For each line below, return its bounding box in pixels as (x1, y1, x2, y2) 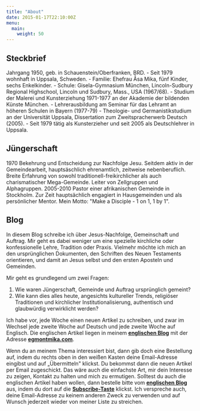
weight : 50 (17, 31, 44, 37)
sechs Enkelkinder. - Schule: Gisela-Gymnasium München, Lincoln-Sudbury (6, 81, 193, 89)
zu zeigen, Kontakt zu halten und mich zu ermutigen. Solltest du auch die (6, 372, 186, 380)
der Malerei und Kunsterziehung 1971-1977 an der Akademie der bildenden (6, 94, 190, 102)
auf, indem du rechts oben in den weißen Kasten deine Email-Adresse (6, 354, 178, 361)
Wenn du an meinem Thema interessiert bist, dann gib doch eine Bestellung (6, 347, 193, 354)
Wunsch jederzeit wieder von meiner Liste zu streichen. (6, 398, 143, 405)
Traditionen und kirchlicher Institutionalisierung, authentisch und (14, 299, 173, 306)
